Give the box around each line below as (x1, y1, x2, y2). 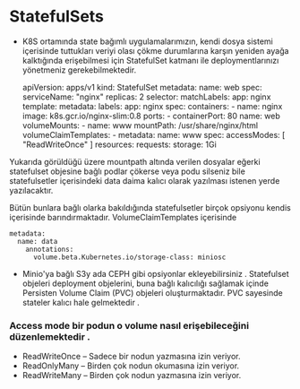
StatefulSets (9, 6, 105, 27)
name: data (17, 237, 58, 246)
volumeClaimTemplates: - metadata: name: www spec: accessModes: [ (21, 129, 286, 140)
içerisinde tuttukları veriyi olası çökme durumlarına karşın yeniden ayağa (21, 45, 289, 56)
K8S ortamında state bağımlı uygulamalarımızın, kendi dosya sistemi (21, 36, 273, 47)
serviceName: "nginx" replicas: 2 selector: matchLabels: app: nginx (21, 91, 271, 102)
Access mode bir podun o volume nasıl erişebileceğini (9, 319, 249, 332)
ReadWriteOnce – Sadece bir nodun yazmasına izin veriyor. (21, 351, 241, 362)
